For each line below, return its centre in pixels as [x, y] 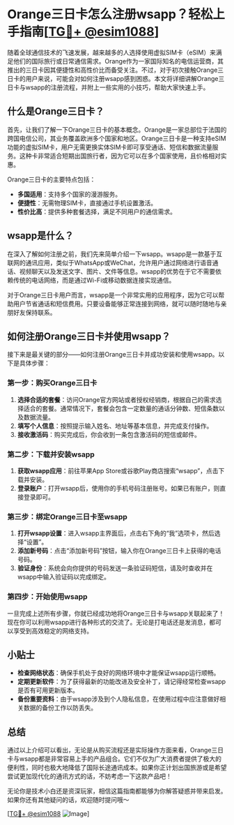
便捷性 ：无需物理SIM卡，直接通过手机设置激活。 [87, 202]
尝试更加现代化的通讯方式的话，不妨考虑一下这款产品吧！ [89, 776]
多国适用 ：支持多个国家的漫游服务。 [69, 194]
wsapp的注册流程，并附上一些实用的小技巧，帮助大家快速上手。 [117, 87]
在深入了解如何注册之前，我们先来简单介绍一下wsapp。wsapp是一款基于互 [115, 254]
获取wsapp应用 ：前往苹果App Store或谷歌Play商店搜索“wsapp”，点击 [118, 470]
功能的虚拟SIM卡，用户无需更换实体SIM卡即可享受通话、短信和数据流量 [110, 147]
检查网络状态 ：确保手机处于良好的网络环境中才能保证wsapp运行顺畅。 [118, 673]
